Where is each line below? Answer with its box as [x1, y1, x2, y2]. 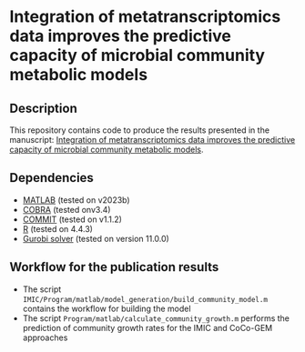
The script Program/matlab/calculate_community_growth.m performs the [22, 312, 290, 324]
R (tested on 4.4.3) [22, 223, 94, 234]
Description [9, 100, 77, 116]
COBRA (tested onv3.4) [22, 204, 111, 215]
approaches [22, 332, 68, 343]
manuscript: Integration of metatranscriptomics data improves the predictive [9, 135, 296, 145]
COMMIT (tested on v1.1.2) [22, 214, 123, 225]
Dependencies [9, 170, 94, 186]
